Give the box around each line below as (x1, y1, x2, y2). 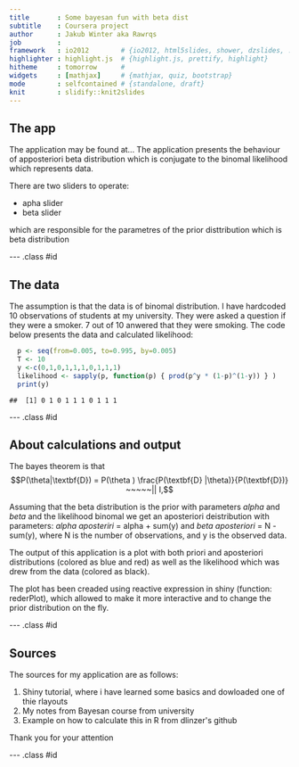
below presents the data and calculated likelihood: (9, 329, 194, 340)
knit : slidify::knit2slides (9, 87, 145, 96)
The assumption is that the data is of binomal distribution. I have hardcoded (9, 301, 287, 312)
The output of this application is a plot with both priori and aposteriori (9, 548, 264, 558)
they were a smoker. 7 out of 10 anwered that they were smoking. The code (9, 320, 286, 331)
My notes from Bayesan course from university (21, 705, 195, 716)
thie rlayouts (21, 697, 69, 707)
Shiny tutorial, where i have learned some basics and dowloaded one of (21, 687, 286, 697)
